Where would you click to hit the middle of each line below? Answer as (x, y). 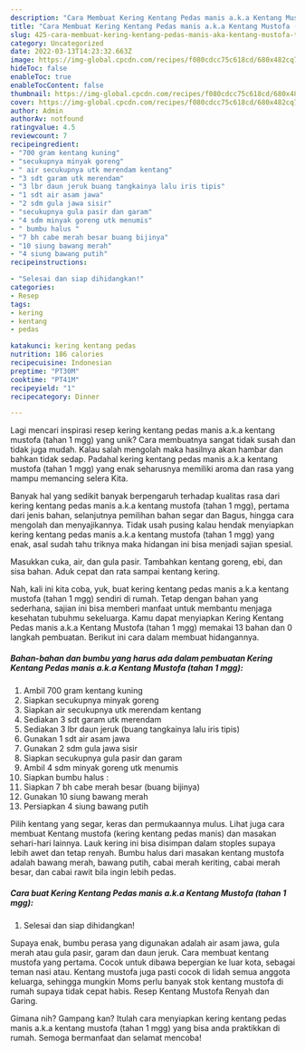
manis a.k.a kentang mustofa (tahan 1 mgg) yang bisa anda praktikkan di (145, 1028)
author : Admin (37, 111)
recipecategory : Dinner (55, 397)
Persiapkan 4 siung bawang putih (86, 806)
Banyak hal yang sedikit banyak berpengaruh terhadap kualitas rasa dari (145, 497)
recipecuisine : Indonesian (61, 363)
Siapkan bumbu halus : (66, 778)
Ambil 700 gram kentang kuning (83, 691)
